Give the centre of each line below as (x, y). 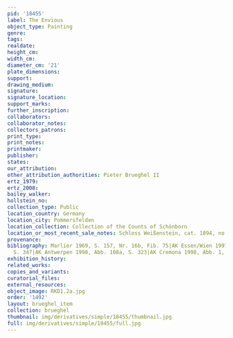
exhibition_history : (37, 259)
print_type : (24, 136)
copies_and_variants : (38, 271)
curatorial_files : (34, 278)
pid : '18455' (26, 14)
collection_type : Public (43, 208)
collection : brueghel (38, 311)
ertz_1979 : (23, 181)
